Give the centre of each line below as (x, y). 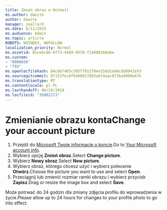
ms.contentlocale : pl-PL (31, 85)
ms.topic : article (25, 39)
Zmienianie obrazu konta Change (75, 120)
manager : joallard (25, 24)
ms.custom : (17, 57)
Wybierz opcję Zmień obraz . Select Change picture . (67, 156)
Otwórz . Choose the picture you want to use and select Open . (77, 172)
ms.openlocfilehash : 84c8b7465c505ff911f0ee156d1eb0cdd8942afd (73, 72)
